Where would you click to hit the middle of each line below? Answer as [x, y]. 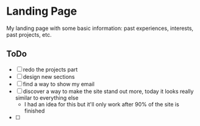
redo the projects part [50, 69]
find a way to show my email [59, 84]
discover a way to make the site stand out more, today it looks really [108, 91]
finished [34, 111]
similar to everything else [47, 98]
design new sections [49, 76]
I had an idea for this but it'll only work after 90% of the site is [102, 104]
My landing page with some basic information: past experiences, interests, [100, 28]
